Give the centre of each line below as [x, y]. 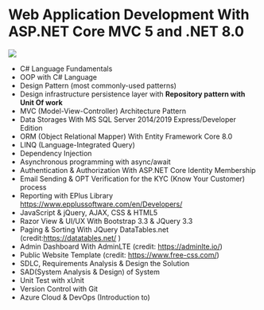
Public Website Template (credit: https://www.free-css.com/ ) [120, 255]
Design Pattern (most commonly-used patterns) [98, 85]
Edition [31, 128]
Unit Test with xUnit [52, 280]
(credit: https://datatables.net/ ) [70, 237]
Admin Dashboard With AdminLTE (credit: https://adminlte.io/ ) [121, 246]
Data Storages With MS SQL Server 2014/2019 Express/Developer [128, 119]
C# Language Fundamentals [66, 69]
